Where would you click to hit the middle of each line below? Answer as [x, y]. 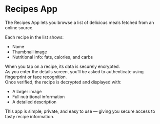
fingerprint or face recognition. [36, 77]
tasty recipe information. [30, 116]
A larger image [27, 91]
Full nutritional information [38, 97]
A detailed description [34, 102]
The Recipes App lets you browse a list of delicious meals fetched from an [80, 22]
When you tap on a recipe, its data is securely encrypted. [62, 66]
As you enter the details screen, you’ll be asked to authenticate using [74, 71]
